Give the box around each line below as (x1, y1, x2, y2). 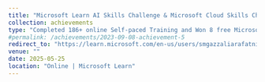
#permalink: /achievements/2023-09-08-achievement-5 (8, 33, 185, 41)
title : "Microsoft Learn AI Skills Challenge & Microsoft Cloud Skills (8, 11, 248, 20)
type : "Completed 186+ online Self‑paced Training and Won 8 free (8, 26, 231, 34)
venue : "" (8, 48, 41, 55)
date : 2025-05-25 (8, 55, 65, 63)
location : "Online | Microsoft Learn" (8, 62, 136, 70)
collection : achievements (8, 19, 93, 27)
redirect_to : (8, 41, 51, 48)
